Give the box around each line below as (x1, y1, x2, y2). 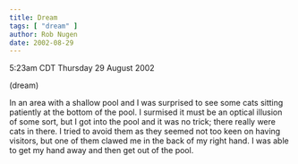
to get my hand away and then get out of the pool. (9, 145, 194, 156)
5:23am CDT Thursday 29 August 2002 (9, 63, 155, 73)
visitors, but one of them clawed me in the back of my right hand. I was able (9, 135, 289, 146)
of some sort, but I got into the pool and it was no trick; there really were (9, 117, 276, 127)
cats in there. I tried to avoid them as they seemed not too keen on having (9, 126, 281, 137)
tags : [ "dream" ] (9, 22, 78, 30)
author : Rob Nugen (9, 30, 78, 39)
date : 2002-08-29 (9, 38, 74, 47)
